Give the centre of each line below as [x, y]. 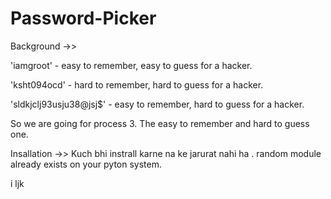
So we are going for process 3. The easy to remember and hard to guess [160, 123]
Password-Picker [83, 18]
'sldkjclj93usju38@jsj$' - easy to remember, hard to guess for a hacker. [157, 104]
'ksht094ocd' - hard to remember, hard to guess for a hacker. [137, 84]
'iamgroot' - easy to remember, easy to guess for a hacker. [131, 65]
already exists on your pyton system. [86, 164]
